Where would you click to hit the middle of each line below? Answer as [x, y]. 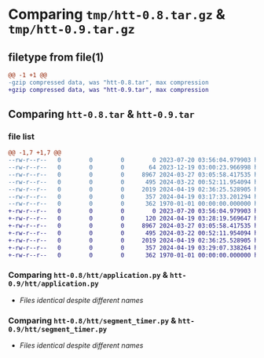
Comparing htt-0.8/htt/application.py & [88, 275]
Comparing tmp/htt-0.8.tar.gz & [117, 15]
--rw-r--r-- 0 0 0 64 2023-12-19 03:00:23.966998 [130, 168]
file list [22, 137]
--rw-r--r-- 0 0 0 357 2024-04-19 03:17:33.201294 [130, 197]
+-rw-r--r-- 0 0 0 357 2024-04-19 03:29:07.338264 [130, 248]
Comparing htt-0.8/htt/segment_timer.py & [92, 320]
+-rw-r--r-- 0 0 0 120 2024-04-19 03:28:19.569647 [130, 219]
